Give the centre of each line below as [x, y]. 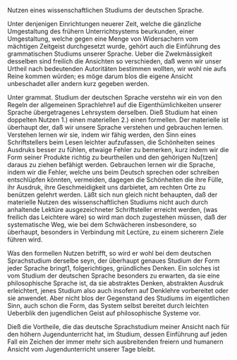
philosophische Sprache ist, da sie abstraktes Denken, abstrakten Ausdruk [116, 283]
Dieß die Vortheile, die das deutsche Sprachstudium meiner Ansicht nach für [119, 327]
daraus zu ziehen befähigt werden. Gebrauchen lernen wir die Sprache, [111, 165]
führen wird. [25, 240]
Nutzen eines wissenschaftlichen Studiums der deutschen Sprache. [106, 10]
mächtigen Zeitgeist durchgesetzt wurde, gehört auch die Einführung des [114, 46]
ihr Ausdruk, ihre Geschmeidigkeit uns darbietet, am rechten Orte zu [107, 187]
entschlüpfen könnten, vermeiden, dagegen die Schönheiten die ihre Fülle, [115, 180]
